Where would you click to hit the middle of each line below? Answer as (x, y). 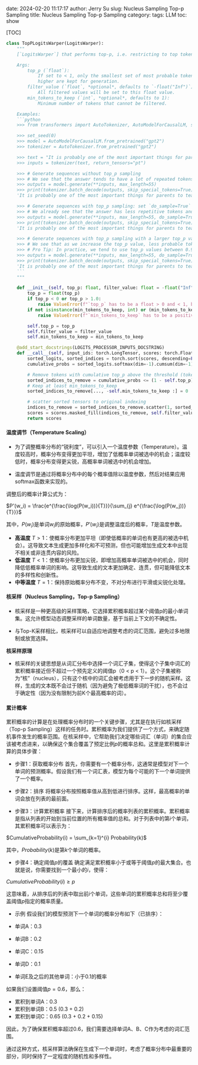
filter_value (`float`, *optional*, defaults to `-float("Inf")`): (112, 87)
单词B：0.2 (28, 939)
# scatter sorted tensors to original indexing (87, 402)
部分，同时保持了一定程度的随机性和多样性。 (60, 1056)
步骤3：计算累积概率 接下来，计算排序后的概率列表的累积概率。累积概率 (102, 811)
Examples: (29, 114)
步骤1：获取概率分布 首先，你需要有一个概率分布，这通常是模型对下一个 (102, 764)
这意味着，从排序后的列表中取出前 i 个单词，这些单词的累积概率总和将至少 (95, 894)
